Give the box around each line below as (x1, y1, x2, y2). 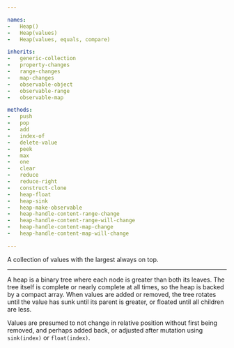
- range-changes (7, 68, 61, 75)
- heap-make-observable (7, 204, 82, 211)
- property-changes (7, 61, 70, 68)
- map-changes (7, 74, 54, 81)
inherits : (7, 48, 36, 56)
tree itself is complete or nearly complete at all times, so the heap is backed (7, 282, 224, 291)
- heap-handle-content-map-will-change (7, 230, 130, 237)
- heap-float (7, 191, 52, 198)
